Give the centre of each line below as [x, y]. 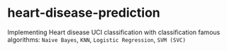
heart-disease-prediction [84, 13]
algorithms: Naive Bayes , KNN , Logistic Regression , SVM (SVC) [97, 39]
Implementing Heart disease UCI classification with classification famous [114, 32]
